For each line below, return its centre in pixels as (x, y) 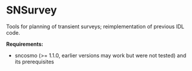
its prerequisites (34, 62)
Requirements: (25, 44)
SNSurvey (32, 10)
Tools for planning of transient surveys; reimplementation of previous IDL (95, 26)
